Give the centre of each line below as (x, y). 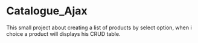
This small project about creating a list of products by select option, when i (99, 27)
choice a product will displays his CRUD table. (63, 33)
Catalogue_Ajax (47, 11)
